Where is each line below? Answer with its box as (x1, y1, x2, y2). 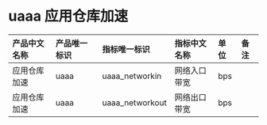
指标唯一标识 (102, 44, 150, 55)
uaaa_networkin (102, 70, 162, 81)
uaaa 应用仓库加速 (8, 7, 129, 25)
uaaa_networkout (102, 97, 167, 108)
